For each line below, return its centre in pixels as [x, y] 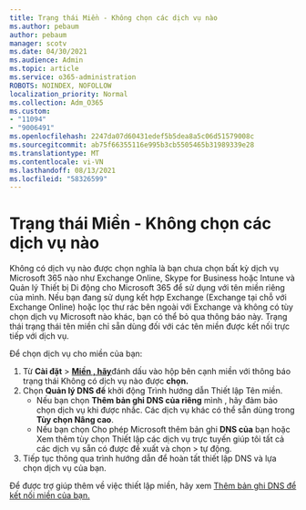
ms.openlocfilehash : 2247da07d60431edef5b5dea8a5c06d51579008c [132, 137]
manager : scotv [38, 43]
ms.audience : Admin [46, 60]
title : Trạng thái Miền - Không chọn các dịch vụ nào [114, 18]
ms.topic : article [44, 69]
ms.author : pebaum [44, 26]
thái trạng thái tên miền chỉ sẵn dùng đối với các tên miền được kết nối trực [150, 326]
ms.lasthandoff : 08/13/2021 [63, 170]
